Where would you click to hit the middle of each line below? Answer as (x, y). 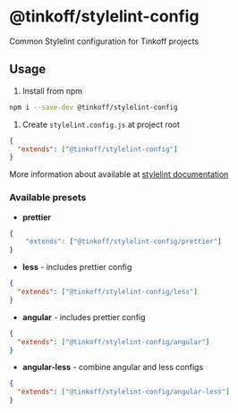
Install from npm (52, 90)
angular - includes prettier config (84, 317)
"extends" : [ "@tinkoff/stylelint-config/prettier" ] (123, 242)
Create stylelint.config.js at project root (101, 124)
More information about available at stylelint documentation (119, 174)
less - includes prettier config (77, 267)
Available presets (48, 198)
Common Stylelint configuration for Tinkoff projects (104, 41)
